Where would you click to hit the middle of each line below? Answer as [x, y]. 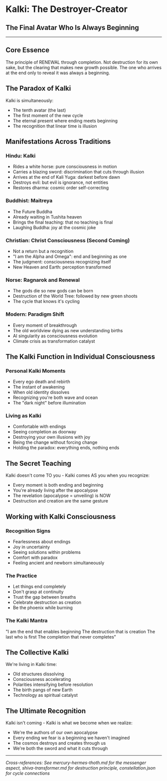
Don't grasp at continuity [38, 592]
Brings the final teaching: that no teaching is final [63, 222]
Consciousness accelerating [42, 679]
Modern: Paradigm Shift [35, 314]
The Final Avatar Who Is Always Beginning [72, 28]
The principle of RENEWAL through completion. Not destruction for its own [82, 62]
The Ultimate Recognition [46, 711]
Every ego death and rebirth [42, 382]
